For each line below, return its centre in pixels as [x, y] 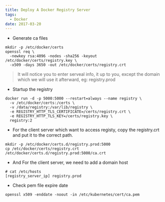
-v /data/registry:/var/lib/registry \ [51, 108]
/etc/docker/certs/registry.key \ [41, 61]
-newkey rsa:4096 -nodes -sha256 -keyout [53, 56]
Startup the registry [32, 89]
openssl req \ [20, 52]
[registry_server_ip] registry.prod [43, 176]
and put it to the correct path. [43, 135]
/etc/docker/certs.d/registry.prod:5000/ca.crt [56, 153]
